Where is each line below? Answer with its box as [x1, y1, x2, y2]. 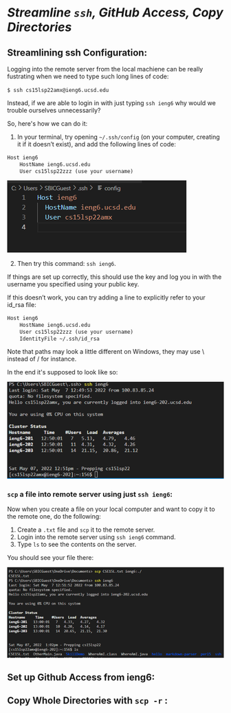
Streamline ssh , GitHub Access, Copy [7, 5, 223, 21]
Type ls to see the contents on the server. [16, 541, 137, 549]
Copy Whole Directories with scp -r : [7, 695, 168, 707]
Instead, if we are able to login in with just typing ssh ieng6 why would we [7, 99, 217, 107]
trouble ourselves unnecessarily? [7, 106, 101, 114]
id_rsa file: [7, 301, 36, 308]
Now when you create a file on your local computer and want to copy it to [7, 505, 215, 513]
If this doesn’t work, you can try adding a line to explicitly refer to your [7, 293, 206, 302]
